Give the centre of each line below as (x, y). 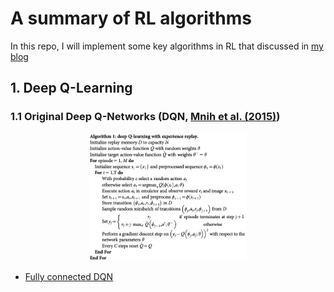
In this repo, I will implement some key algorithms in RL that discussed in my (167, 46)
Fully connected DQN (69, 277)
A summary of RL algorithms (131, 18)
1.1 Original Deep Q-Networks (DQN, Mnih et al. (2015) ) (145, 117)
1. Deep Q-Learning (71, 88)
